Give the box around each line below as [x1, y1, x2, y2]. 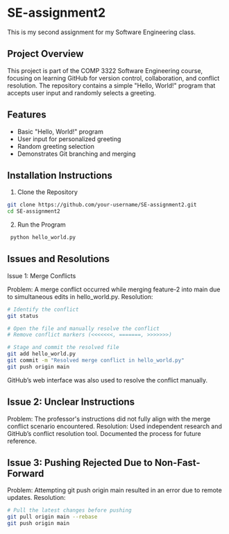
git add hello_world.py [7, 350, 76, 357]
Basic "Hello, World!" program [17, 127, 104, 136]
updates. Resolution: [7, 494, 66, 502]
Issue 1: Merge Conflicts [7, 271, 76, 280]
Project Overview [7, 48, 84, 60]
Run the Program [17, 220, 66, 229]
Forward [7, 468, 44, 480]
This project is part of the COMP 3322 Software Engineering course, [7, 66, 203, 74]
